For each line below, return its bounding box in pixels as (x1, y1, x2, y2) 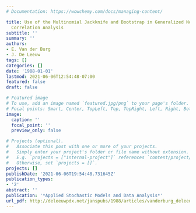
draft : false (6, 84, 38, 91)
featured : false (6, 79, 45, 85)
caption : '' (11, 116, 41, 123)
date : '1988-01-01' (6, 68, 54, 74)
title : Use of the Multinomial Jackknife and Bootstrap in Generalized (6, 19, 184, 25)
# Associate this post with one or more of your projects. (6, 144, 158, 150)
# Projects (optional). (6, 138, 64, 144)
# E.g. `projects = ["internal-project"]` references (6, 154, 145, 160)
